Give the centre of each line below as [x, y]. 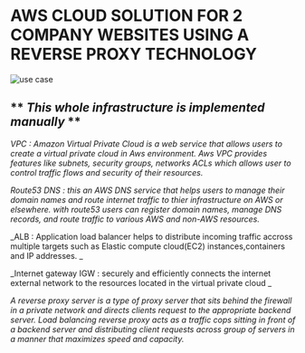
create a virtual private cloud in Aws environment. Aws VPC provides [139, 153]
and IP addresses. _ [47, 255]
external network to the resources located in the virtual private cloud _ [141, 282]
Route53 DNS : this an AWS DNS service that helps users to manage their [148, 190]
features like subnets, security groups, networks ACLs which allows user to [151, 163]
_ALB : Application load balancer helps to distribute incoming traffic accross [152, 236]
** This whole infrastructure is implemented [138, 108]
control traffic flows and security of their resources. [107, 172]
